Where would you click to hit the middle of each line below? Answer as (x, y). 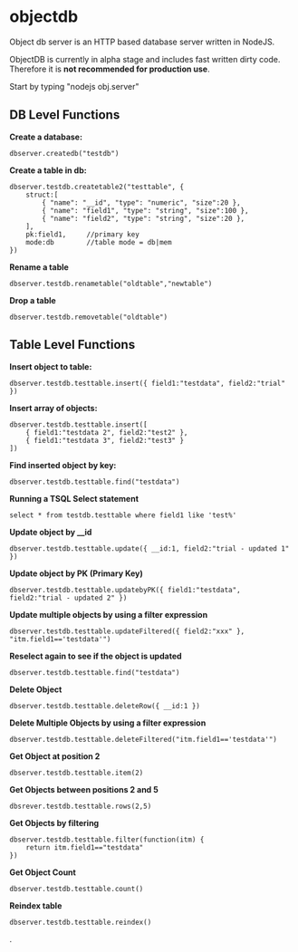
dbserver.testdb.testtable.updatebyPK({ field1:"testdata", (125, 590)
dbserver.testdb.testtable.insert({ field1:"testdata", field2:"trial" (147, 383)
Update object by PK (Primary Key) (76, 573)
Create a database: (46, 137)
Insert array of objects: (53, 408)
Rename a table (39, 267)
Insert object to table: (51, 366)
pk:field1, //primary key (83, 234)
